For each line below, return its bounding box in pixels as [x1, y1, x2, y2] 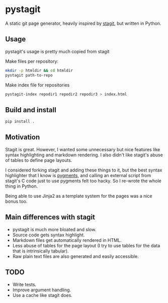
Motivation [5, 133, 40, 142]
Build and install [5, 105, 56, 114]
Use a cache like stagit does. [12, 292, 73, 298]
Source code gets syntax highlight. [12, 232, 85, 238]
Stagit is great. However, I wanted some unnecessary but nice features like [5, 146, 160, 152]
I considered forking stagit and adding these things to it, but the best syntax [5, 167, 162, 173]
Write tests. [12, 281, 37, 287]
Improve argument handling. [12, 287, 71, 293]
